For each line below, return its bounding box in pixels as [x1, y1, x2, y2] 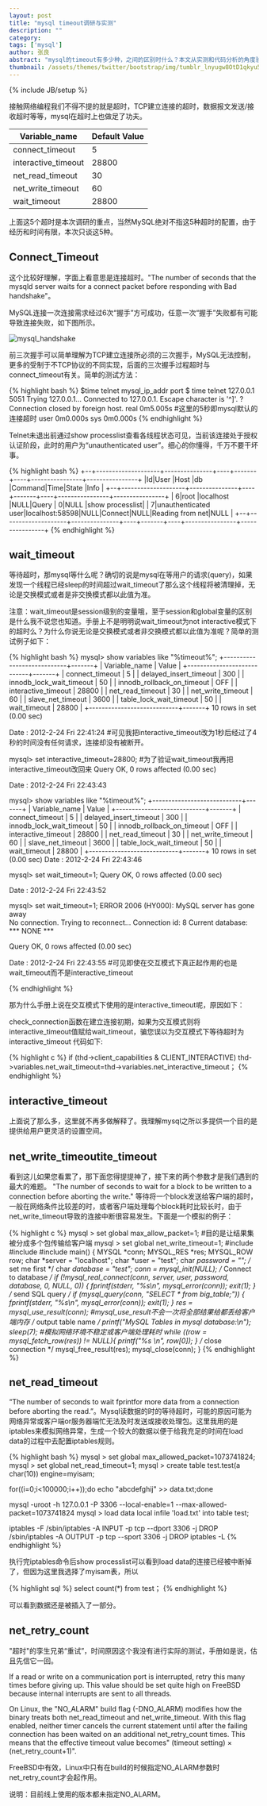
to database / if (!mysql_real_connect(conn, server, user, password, [9, 1273, 229, 1282]
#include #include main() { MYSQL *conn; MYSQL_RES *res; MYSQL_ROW [9, 1247, 254, 1257]
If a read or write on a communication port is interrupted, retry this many [9, 1672, 246, 1681]
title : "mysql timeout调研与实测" [9, 19, 117, 27]
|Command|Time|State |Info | [9, 483, 105, 492]
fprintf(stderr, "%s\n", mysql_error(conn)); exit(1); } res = [9, 1298, 193, 1307]
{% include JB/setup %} [9, 85, 88, 94]
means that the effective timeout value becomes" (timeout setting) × [9, 1738, 232, 1747]
